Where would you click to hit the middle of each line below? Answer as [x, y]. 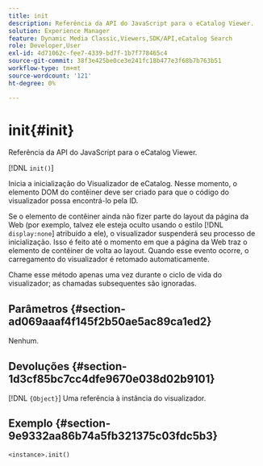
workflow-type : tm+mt [45, 69]
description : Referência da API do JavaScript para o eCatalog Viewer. [131, 23]
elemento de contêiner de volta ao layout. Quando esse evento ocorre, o [129, 251]
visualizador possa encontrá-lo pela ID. [73, 201]
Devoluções [39, 366]
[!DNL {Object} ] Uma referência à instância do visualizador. [107, 398]
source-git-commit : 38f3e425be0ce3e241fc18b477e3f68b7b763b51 [115, 61]
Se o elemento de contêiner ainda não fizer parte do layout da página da [129, 216]
